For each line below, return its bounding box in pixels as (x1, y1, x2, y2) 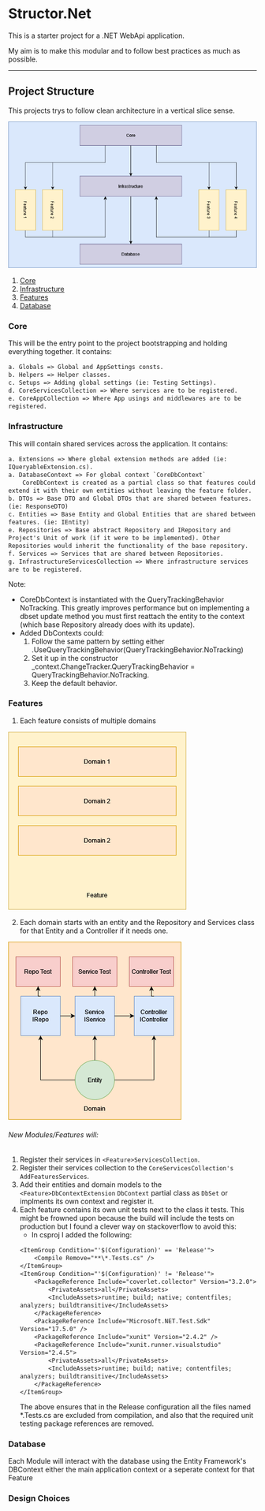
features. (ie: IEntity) (8, 518, 90, 526)
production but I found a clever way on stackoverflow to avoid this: (19, 1222, 237, 1231)
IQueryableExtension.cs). (8, 463, 93, 471)
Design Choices (8, 1493, 70, 1504)
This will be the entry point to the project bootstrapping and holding (8, 338, 228, 348)
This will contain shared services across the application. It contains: (8, 438, 229, 448)
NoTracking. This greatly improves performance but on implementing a (19, 603, 250, 612)
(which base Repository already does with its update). (19, 620, 196, 629)
